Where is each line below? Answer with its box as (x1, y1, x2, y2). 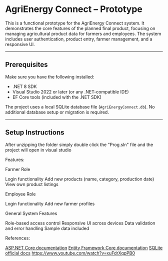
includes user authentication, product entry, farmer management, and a (5, 36, 152, 42)
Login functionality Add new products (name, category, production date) (5, 176, 154, 182)
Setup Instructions (5, 128, 64, 137)
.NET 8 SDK (12, 83, 37, 89)
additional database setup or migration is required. (5, 109, 109, 115)
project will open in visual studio (5, 146, 71, 153)
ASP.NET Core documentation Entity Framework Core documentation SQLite (5, 244, 163, 250)
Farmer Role (5, 166, 30, 172)
